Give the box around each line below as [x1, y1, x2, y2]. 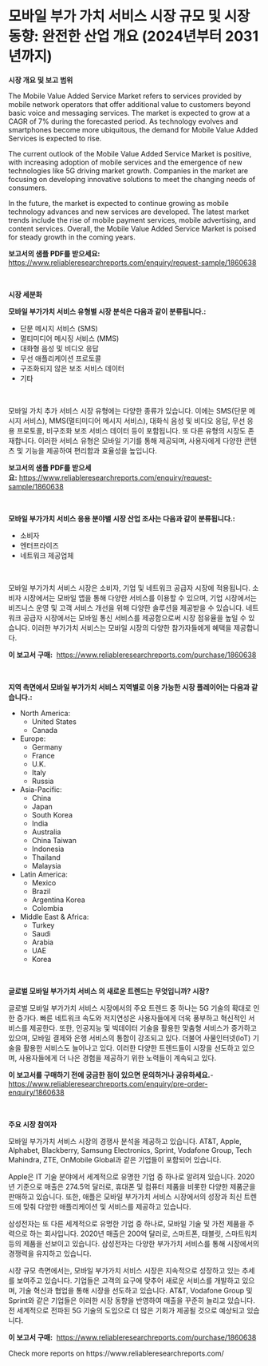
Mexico [31, 877, 57, 887]
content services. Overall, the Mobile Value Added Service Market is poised [8, 224, 257, 233]
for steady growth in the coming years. [8, 232, 136, 242]
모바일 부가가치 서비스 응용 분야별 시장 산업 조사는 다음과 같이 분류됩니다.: [8, 513, 235, 523]
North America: [19, 708, 70, 718]
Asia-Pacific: [19, 784, 62, 794]
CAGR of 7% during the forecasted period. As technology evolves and [8, 117, 238, 126]
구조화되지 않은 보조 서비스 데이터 [19, 363, 125, 373]
